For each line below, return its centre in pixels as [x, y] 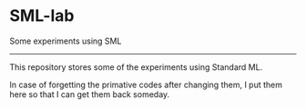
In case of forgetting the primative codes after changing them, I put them [146, 84]
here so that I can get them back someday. [90, 94]
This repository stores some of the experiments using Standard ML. [136, 67]
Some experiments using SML [66, 41]
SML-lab [42, 16]
